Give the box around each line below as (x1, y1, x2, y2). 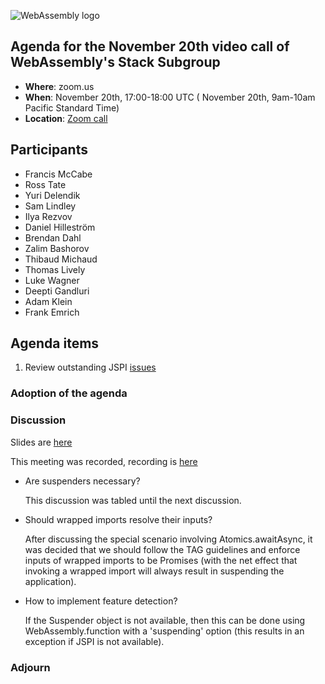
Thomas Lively (24, 263, 86, 275)
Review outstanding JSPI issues (24, 361, 157, 374)
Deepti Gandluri (24, 285, 90, 297)
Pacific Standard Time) (24, 101, 120, 114)
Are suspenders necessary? (24, 475, 141, 487)
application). (24, 575, 77, 587)
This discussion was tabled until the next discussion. (24, 494, 242, 506)
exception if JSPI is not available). (24, 635, 165, 647)
